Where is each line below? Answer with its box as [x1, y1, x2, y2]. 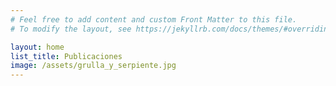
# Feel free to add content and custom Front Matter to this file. [10, 14, 298, 25]
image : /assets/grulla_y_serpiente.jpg [10, 61, 177, 71]
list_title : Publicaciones [10, 51, 123, 61]
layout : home [10, 42, 65, 52]
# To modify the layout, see [10, 24, 132, 34]
